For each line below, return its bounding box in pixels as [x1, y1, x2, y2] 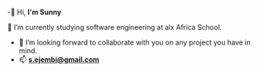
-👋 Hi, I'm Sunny [7, 8, 62, 16]
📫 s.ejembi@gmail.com [18, 55, 100, 64]
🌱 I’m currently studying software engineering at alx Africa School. [7, 23, 223, 31]
